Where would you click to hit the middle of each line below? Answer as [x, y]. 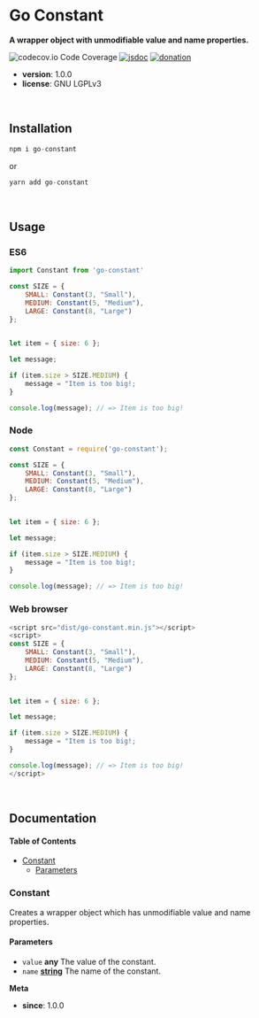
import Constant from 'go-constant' [76, 271]
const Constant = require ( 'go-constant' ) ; [88, 449]
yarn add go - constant [49, 182]
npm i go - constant [43, 149]
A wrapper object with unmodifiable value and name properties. [129, 40]
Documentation [53, 818]
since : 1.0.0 [43, 1005]
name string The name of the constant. [91, 971]
